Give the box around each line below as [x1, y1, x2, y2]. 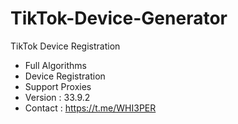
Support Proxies [24, 80, 92, 92]
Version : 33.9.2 [24, 91, 91, 103]
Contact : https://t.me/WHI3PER [24, 102, 157, 114]
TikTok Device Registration [10, 40, 121, 52]
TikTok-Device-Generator [10, 7, 228, 30]
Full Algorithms [24, 59, 87, 71]
